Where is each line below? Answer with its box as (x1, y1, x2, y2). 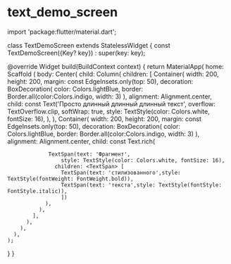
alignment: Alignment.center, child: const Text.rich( (7, 137, 156, 145)
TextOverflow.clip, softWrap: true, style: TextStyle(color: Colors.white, (7, 107, 210, 115)
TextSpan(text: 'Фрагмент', (48, 151, 131, 158)
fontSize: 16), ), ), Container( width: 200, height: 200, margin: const (7, 114, 202, 123)
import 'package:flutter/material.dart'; (7, 27, 117, 36)
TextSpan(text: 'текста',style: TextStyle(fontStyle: (61, 181, 222, 189)
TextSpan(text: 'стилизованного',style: (61, 169, 181, 176)
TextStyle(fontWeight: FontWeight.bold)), (7, 175, 134, 182)
